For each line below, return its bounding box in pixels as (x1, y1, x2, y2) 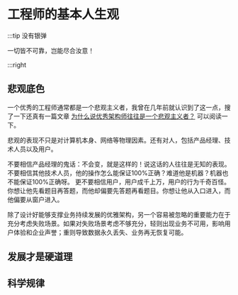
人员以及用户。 (13, 145, 57, 153)
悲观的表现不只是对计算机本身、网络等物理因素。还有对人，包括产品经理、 (7, 135, 225, 144)
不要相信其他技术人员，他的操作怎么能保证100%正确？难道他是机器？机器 (7, 168, 223, 177)
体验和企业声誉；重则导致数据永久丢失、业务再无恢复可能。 (13, 228, 188, 236)
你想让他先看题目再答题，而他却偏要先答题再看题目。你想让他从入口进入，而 (7, 186, 231, 195)
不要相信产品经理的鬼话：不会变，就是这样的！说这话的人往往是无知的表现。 (7, 160, 231, 168)
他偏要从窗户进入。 (7, 195, 64, 204)
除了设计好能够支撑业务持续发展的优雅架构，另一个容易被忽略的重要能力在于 (7, 210, 231, 218)
